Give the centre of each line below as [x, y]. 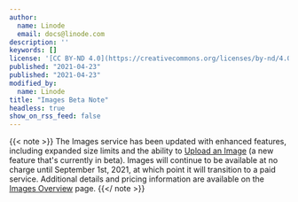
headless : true [37, 108]
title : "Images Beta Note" [59, 100]
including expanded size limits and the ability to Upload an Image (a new [141, 151]
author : [24, 17]
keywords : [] [33, 50]
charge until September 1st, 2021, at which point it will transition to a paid [143, 170]
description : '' [39, 42]
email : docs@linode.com [61, 34]
